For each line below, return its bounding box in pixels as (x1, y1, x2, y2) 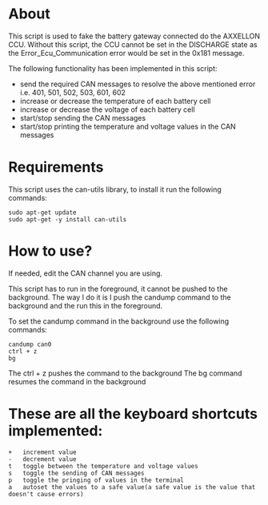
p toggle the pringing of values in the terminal (8, 476, 184, 484)
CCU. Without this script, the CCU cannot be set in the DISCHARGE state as (8, 39, 258, 49)
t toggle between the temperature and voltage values (8, 462, 198, 470)
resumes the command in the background (8, 376, 146, 386)
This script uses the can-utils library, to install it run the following (8, 185, 222, 194)
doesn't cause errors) (8, 490, 84, 498)
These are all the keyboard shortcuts (8, 405, 258, 423)
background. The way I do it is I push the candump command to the (8, 292, 231, 302)
